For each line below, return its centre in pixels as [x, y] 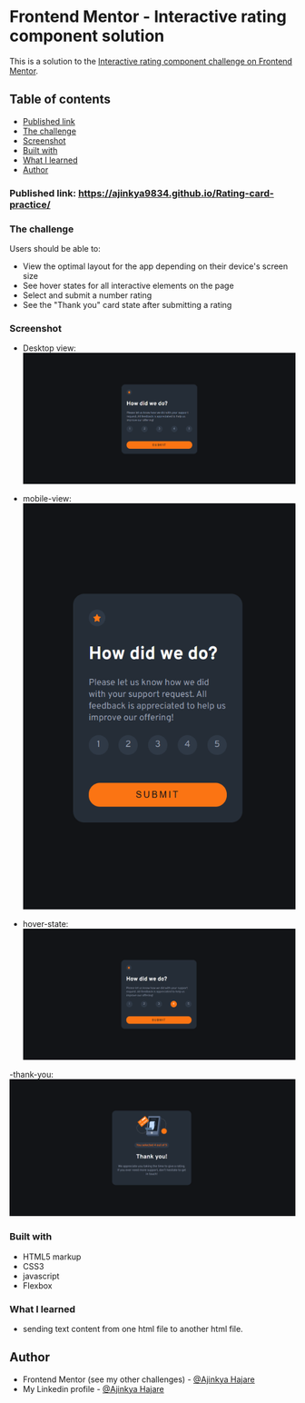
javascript [41, 1276]
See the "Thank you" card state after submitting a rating [127, 304]
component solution [87, 36]
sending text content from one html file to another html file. [133, 1328]
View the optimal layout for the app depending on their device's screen [155, 266]
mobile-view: [47, 499]
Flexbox [37, 1285]
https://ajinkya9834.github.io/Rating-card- [176, 193]
